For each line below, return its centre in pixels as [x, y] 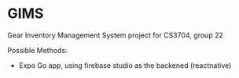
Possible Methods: [37, 50]
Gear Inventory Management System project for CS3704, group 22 [115, 35]
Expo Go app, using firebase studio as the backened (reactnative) [125, 65]
